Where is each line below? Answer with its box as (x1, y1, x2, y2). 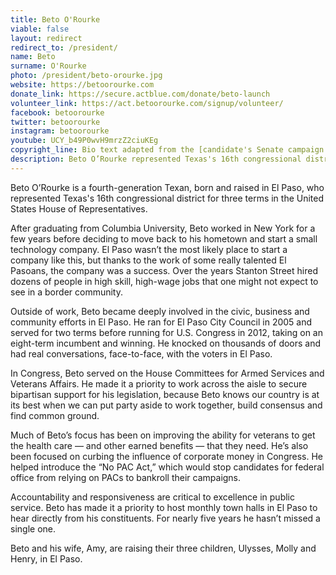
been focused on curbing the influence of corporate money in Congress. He (10, 450, 323, 462)
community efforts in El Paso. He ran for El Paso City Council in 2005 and (10, 316, 313, 328)
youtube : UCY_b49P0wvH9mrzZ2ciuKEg (10, 136, 159, 146)
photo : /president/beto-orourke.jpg (10, 71, 163, 81)
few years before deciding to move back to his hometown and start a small (10, 232, 318, 245)
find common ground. (10, 409, 100, 421)
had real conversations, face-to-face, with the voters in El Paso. (10, 347, 273, 360)
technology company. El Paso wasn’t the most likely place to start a (10, 243, 288, 255)
